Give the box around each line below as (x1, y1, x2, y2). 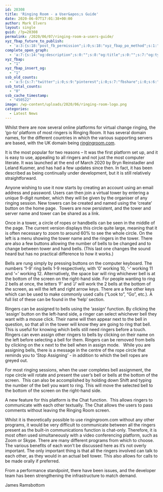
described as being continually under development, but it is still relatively (5, 170, 151, 176)
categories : (5, 106, 29, 112)
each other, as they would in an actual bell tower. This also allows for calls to (5, 453, 158, 458)
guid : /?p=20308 (5, 30, 38, 35)
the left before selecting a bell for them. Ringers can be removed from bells (5, 336, 155, 343)
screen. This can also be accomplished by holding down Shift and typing (5, 377, 152, 383)
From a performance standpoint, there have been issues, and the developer (5, 467, 156, 473)
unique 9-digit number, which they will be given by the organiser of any (5, 195, 148, 201)
